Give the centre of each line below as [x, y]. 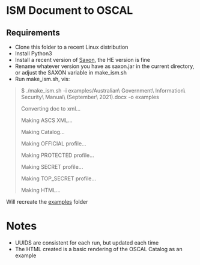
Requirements [33, 33]
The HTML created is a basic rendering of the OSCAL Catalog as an [98, 249]
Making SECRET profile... [52, 167]
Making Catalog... [43, 132]
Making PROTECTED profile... [57, 155]
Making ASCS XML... [47, 120]
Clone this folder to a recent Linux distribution [71, 47]
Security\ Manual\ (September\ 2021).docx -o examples [90, 97]
